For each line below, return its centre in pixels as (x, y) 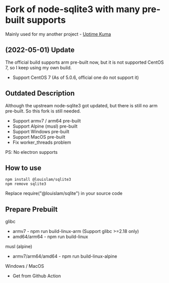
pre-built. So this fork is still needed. (43, 111)
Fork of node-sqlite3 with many (73, 9)
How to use (23, 168)
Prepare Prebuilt (32, 209)
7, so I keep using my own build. (38, 67)
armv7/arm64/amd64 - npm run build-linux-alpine (65, 256)
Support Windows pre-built (41, 131)
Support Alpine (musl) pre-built (45, 126)
